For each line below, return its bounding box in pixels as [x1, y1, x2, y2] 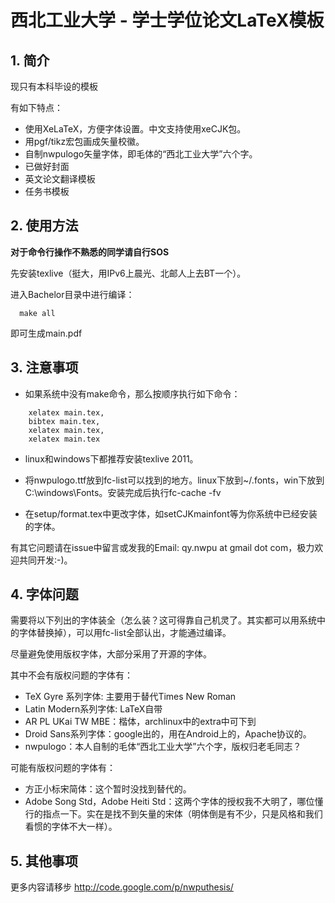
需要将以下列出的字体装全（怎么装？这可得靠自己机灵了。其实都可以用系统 [10, 614, 317, 626]
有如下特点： [10, 102, 63, 113]
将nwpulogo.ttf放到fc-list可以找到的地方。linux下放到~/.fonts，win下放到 [24, 474, 325, 486]
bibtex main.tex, [28, 416, 101, 426]
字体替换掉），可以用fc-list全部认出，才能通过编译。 [18, 627, 232, 639]
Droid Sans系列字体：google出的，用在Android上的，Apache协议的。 [24, 728, 312, 740]
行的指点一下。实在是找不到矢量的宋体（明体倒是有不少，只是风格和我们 [24, 808, 323, 820]
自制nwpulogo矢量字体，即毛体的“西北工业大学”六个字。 [24, 148, 258, 160]
